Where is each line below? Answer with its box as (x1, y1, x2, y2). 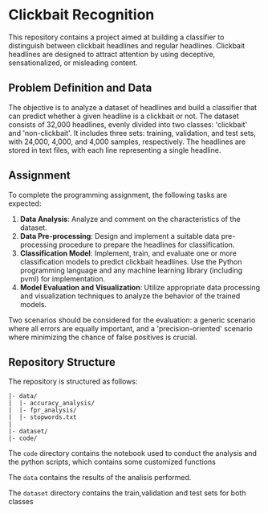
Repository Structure (8, 355, 116, 369)
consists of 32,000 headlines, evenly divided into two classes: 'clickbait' (8, 119, 248, 129)
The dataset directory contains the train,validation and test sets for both (8, 488, 246, 498)
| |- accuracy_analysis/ (8, 400, 95, 408)
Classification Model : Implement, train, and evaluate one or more (19, 248, 237, 258)
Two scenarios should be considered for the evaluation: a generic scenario (8, 315, 256, 325)
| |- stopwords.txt (8, 413, 78, 421)
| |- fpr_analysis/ (8, 406, 78, 415)
